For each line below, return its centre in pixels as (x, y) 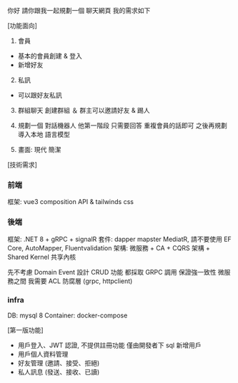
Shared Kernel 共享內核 (42, 257)
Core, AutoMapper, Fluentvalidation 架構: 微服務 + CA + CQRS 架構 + (109, 247)
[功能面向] (23, 26)
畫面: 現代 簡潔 (39, 149)
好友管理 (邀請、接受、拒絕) (59, 363)
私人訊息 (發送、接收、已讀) (59, 372)
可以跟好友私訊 (40, 95)
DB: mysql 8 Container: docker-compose (68, 315)
